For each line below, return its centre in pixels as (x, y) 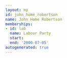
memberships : (19, 24)
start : (17, 38)
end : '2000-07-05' (29, 43)
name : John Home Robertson (34, 19)
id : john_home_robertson (31, 15)
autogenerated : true (27, 47)
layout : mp (17, 10)
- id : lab (16, 29)
